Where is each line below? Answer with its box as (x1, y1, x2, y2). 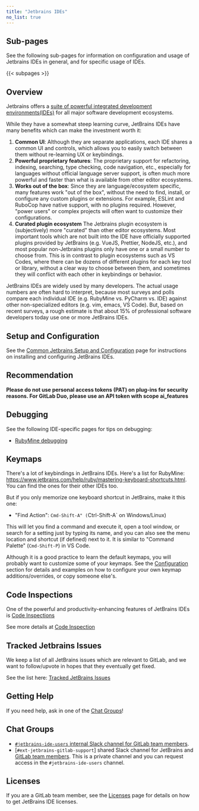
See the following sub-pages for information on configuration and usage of (6, 52, 190, 59)
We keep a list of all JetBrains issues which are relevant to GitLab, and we (6, 657, 187, 663)
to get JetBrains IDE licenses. (6, 798, 78, 805)
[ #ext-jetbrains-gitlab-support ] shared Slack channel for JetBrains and (14, 746, 194, 753)
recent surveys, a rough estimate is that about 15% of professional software (6, 308, 192, 315)
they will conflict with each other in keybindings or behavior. (14, 271, 162, 278)
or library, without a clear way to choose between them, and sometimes (14, 265, 191, 272)
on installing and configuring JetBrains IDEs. (6, 353, 115, 360)
